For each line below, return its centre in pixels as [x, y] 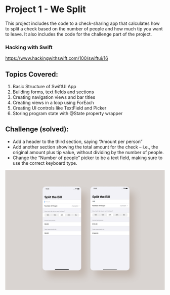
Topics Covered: [32, 74]
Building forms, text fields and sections [53, 92]
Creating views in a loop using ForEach [53, 103]
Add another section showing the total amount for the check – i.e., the [85, 147]
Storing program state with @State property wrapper [68, 114]
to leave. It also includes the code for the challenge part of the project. [79, 34]
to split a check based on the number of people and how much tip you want [84, 28]
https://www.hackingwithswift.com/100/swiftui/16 [57, 58]
